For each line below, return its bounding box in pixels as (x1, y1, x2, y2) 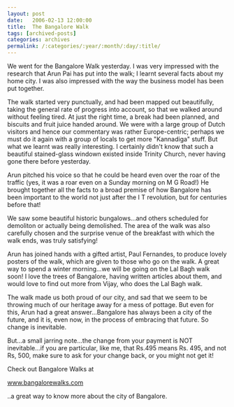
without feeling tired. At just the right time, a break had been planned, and (7, 113, 219, 121)
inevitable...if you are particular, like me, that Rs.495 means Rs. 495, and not (7, 344, 227, 352)
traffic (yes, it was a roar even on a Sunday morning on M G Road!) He (7, 178, 210, 186)
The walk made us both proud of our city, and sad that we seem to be (7, 293, 207, 301)
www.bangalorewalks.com (7, 378, 84, 387)
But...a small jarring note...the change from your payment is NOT (7, 336, 193, 345)
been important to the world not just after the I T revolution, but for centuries (7, 193, 227, 201)
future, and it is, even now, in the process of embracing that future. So (7, 315, 209, 324)
